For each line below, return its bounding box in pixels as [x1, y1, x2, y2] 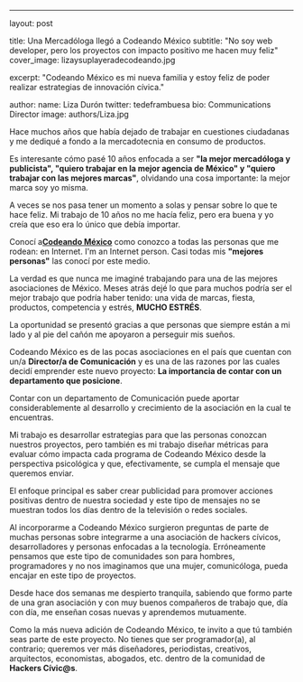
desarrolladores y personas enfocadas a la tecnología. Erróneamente [9, 541, 266, 552]
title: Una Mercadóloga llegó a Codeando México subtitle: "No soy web [9, 35, 273, 46]
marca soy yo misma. [9, 182, 88, 192]
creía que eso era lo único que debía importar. [9, 219, 180, 229]
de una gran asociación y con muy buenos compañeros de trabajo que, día [9, 597, 289, 608]
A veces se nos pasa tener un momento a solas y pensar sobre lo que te [9, 200, 278, 210]
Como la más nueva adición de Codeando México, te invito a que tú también [9, 624, 293, 635]
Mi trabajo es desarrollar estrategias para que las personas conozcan [9, 430, 268, 440]
